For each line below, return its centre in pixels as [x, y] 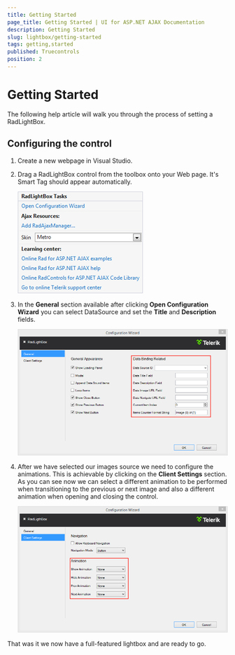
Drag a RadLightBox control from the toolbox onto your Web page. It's [118, 174]
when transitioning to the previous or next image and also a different [116, 489]
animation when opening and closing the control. [88, 496]
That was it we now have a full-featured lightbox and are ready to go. [107, 643]
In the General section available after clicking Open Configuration [113, 304]
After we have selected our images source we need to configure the [115, 466]
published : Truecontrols [43, 52]
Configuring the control [59, 144]
